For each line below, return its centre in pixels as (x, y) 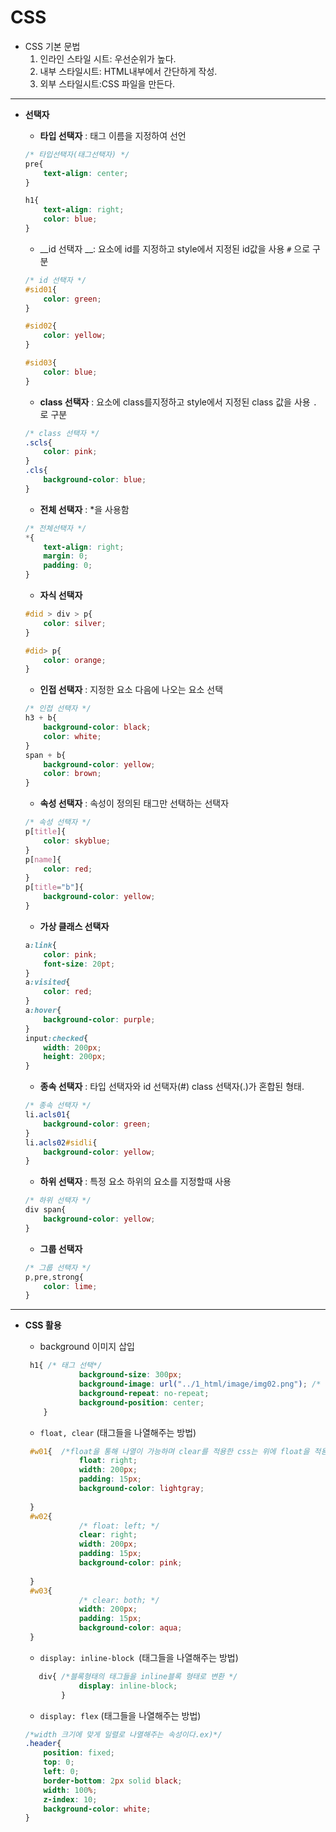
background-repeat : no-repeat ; (144, 1393)
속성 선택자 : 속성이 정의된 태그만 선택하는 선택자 (134, 803)
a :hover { (43, 1011)
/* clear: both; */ (119, 1600)
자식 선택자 (61, 595)
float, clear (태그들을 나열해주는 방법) (118, 1432)
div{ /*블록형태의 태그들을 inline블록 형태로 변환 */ (138, 1676)
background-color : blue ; (95, 480)
